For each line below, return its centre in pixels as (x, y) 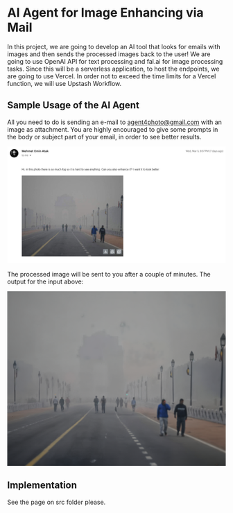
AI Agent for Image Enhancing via (105, 13)
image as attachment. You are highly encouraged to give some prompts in (113, 129)
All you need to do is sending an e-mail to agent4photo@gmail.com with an (114, 122)
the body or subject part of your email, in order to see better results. (104, 137)
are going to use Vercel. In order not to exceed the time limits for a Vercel (112, 76)
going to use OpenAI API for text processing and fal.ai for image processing (115, 61)
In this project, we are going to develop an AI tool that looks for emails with (114, 46)
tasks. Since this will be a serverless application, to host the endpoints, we (113, 69)
